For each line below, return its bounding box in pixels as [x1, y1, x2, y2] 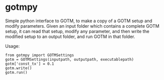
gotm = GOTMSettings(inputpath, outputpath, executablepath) [5, 57, 134, 62]
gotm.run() [5, 70, 28, 75]
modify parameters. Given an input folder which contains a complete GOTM [5, 23, 160, 29]
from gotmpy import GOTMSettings [5, 52, 74, 58]
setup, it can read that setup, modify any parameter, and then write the [5, 28, 150, 34]
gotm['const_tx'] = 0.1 [5, 61, 55, 66]
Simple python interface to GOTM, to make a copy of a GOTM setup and [5, 18, 153, 24]
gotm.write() [5, 66, 32, 71]
